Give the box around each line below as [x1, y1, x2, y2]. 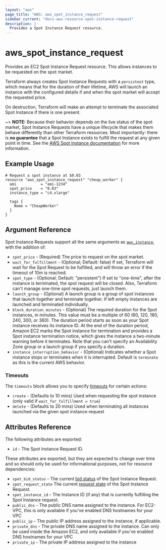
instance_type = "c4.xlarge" [9, 190, 70, 195]
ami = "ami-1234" [9, 182, 68, 186]
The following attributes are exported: [5, 436, 82, 442]
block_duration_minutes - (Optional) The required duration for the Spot [12, 306, 157, 312]
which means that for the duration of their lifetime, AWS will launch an [5, 84, 148, 90]
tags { [9, 199, 23, 204]
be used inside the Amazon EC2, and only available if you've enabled [12, 528, 154, 535]
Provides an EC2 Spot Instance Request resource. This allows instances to [5, 64, 157, 70]
